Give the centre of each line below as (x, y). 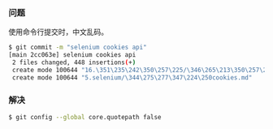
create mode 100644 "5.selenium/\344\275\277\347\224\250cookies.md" (132, 77)
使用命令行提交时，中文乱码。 (58, 32)
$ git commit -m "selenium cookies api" (78, 47)
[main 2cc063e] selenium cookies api (72, 55)
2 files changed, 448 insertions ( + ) (74, 62)
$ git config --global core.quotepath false (85, 117)
